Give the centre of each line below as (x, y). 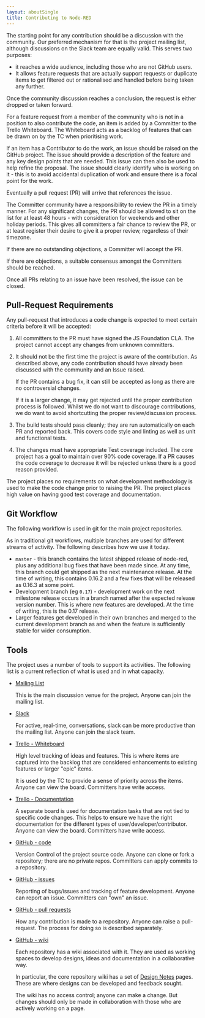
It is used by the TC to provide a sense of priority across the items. (99, 780)
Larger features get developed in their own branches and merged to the (106, 618)
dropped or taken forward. (40, 104)
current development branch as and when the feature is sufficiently (100, 624)
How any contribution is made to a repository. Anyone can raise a (98, 921)
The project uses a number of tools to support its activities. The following (99, 664)
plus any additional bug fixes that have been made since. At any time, (103, 565)
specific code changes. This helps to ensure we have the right (94, 817)
